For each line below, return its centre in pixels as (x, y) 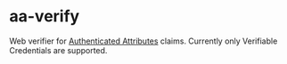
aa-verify (45, 16)
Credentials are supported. (58, 50)
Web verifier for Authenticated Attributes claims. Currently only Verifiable (143, 41)
